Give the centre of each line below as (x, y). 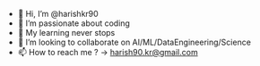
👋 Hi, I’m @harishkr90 (58, 14)
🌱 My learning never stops (66, 33)
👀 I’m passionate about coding (74, 23)
